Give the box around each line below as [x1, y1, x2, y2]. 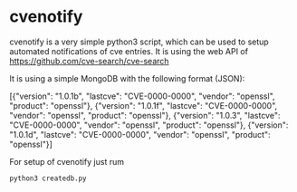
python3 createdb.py [9, 174, 88, 183]
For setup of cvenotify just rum [9, 156, 125, 167]
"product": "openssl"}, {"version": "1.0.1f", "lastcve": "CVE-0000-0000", [9, 100, 278, 110]
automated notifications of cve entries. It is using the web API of [9, 45, 249, 56]
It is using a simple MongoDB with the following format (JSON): [9, 72, 245, 83]
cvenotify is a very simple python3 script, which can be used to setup [9, 36, 269, 47]
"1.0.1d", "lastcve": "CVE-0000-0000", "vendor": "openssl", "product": [9, 129, 271, 139]
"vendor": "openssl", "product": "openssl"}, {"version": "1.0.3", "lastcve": [9, 110, 281, 120]
